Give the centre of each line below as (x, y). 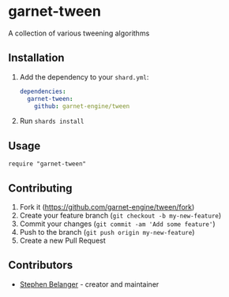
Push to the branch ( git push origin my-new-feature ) (107, 232)
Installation (36, 58)
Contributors (41, 265)
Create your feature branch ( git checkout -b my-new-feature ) (120, 215)
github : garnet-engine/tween (82, 106)
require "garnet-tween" (47, 164)
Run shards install (52, 121)
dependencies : (43, 91)
